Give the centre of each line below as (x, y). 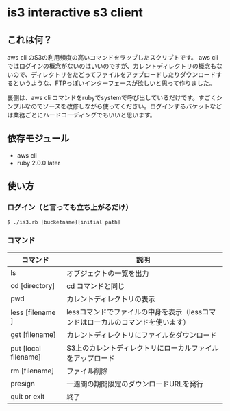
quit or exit (28, 396)
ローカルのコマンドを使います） (138, 322)
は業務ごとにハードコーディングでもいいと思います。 (81, 115)
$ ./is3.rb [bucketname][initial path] (64, 222)
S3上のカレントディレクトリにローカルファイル (142, 348)
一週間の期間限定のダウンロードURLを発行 (135, 384)
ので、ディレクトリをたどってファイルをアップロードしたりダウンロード (114, 74)
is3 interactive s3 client (75, 13)
